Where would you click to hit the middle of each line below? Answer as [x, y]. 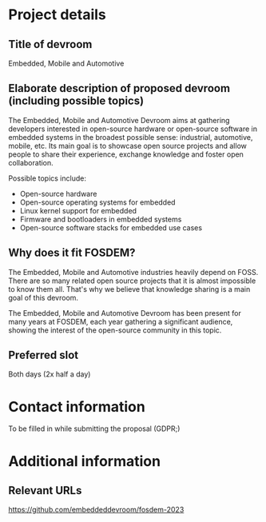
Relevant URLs [45, 490]
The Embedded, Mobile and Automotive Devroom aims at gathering [119, 120]
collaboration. [31, 162]
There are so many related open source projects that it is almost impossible [132, 281]
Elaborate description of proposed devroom [119, 88]
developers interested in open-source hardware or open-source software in [133, 129]
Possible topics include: [47, 178]
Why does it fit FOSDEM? [72, 253]
